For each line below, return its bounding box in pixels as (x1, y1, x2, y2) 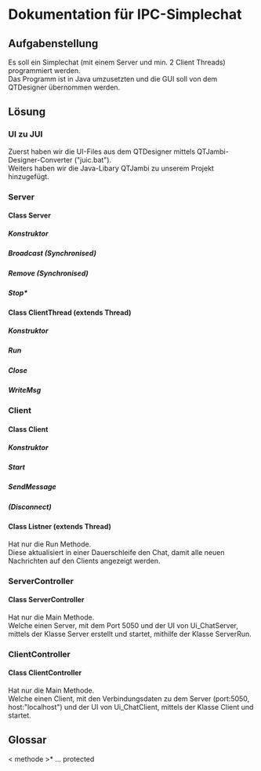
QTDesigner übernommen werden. (8, 82, 121, 92)
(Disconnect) (8, 502, 53, 511)
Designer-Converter (8, 155, 73, 164)
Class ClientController (8, 668, 82, 678)
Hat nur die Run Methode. (8, 539, 92, 549)
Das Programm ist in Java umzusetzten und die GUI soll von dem (8, 75, 218, 83)
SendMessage (8, 482, 56, 491)
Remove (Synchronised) (8, 269, 89, 278)
